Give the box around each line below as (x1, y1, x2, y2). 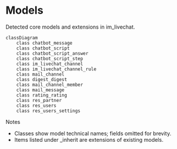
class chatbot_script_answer (16, 50, 89, 57)
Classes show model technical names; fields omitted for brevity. (14, 129, 172, 137)
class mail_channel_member (16, 82, 83, 88)
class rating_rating (16, 92, 67, 98)
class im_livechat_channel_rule (16, 66, 97, 72)
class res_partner (16, 97, 62, 103)
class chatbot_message (16, 40, 73, 46)
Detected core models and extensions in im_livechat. (5, 23, 135, 30)
